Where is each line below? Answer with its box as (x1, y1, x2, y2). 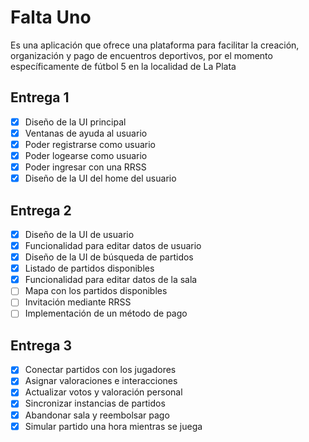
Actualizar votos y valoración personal (24, 386, 183, 398)
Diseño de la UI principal (24, 116, 127, 128)
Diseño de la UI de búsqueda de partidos (24, 251, 194, 263)
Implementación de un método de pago (24, 307, 188, 320)
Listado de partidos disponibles (24, 262, 155, 275)
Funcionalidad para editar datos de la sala (24, 274, 198, 286)
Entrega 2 (10, 202, 72, 219)
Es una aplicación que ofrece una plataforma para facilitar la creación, (10, 39, 300, 51)
